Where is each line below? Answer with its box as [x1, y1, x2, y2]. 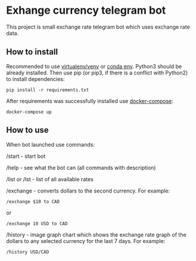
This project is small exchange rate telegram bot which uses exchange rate [6, 23, 191, 30]
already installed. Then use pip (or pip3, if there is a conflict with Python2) [6, 69, 188, 76]
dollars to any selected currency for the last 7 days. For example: [6, 237, 166, 244]
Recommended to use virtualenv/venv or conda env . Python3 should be [6, 63, 182, 70]
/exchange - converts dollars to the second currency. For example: [6, 187, 170, 194]
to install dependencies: [6, 75, 65, 82]
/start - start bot [6, 153, 46, 160]
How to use [6, 125, 49, 135]
